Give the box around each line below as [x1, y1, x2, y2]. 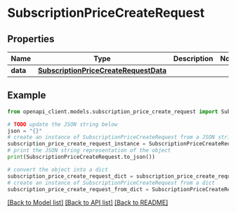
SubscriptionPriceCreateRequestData [37, 65, 167, 75]
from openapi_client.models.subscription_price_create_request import [7, 108, 218, 115]
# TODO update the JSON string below [7, 121, 118, 128]
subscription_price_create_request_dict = [7, 172, 133, 180]
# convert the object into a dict [7, 166, 109, 173]
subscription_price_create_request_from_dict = [7, 186, 150, 193]
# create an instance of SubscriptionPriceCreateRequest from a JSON [7, 134, 216, 141]
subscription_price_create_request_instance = [7, 141, 146, 148]
